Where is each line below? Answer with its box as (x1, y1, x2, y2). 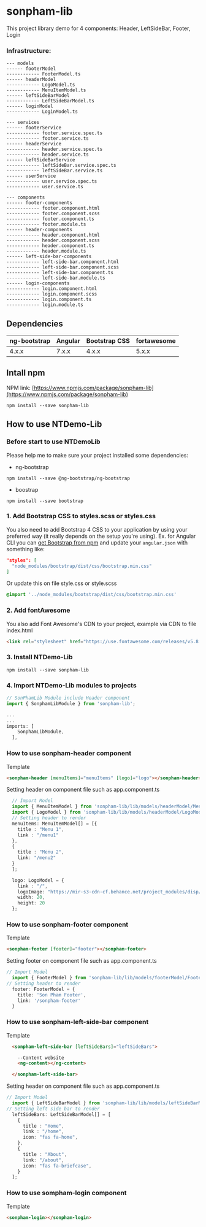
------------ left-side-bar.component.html (6, 259, 120, 265)
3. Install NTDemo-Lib (6, 653, 73, 662)
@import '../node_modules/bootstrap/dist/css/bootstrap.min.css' (6, 592, 177, 598)
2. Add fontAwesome (6, 606, 71, 614)
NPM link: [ (6, 384, 34, 391)
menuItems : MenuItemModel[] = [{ (12, 820, 97, 827)
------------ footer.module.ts (6, 221, 86, 227)
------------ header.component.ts (6, 243, 95, 249)
